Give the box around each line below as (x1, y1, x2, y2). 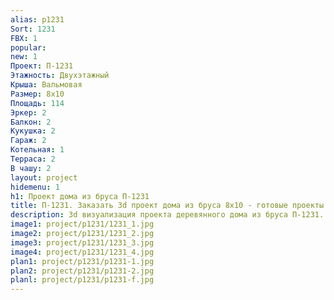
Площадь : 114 (10, 98, 65, 108)
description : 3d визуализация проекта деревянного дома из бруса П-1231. (10, 210, 325, 220)
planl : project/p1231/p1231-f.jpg (10, 275, 155, 285)
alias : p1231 (10, 14, 65, 25)
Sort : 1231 (10, 24, 56, 34)
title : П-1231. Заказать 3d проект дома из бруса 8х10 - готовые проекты (10, 201, 325, 211)
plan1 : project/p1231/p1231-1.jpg (10, 256, 155, 266)
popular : (10, 42, 47, 53)
